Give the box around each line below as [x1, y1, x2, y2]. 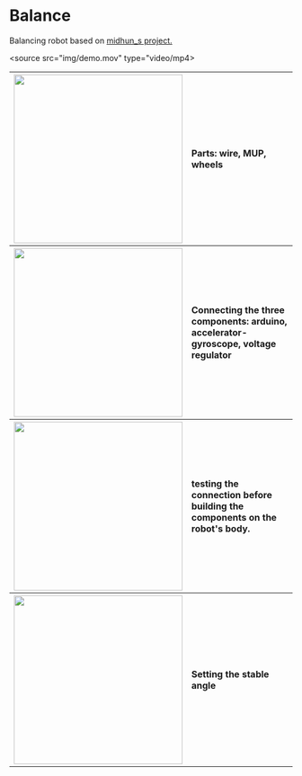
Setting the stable [191, 667, 270, 680]
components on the [191, 511, 277, 523]
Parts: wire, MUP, [191, 147, 267, 159]
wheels [191, 158, 223, 171]
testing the [191, 477, 240, 490]
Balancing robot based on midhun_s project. [9, 35, 173, 46]
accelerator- [191, 326, 248, 338]
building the [191, 500, 244, 513]
